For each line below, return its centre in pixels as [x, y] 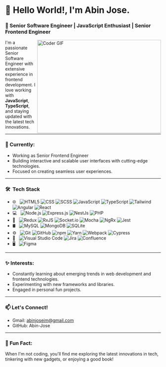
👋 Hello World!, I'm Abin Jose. [67, 10]
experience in [19, 74]
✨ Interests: [20, 263]
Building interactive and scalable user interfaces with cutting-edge [80, 160]
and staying [17, 111]
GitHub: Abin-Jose [31, 325]
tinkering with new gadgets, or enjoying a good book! [59, 359]
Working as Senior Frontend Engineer [50, 155]
